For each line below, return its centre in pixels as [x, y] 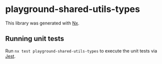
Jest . [11, 56]
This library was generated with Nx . [42, 23]
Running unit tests [35, 39]
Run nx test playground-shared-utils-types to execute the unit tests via [81, 50]
